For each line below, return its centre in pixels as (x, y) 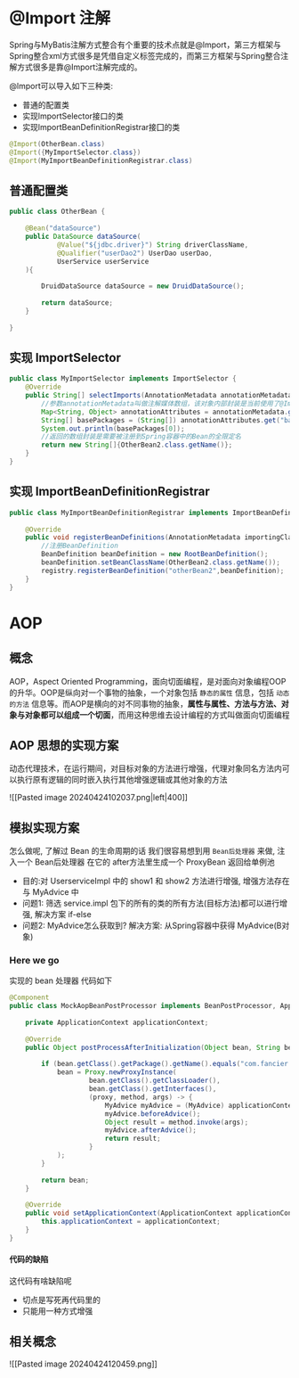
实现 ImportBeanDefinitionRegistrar (110, 492)
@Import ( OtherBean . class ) (57, 144)
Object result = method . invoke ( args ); (177, 1122)
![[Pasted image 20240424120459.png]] (83, 1364)
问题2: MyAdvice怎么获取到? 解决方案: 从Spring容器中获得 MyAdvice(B (152, 926)
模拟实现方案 (44, 828)
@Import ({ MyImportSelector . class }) (75, 152)
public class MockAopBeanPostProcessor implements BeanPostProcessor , (143, 1006)
